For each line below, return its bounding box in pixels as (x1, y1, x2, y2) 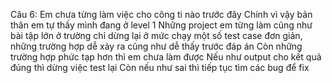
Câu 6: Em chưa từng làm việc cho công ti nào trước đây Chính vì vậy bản (10, 9, 313, 20)
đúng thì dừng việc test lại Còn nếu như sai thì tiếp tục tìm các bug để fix (10, 62, 310, 73)
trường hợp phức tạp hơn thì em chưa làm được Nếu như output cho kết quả (10, 51, 322, 63)
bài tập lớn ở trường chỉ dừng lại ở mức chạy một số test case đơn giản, (10, 30, 303, 41)
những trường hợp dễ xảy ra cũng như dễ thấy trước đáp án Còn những (10, 40, 303, 52)
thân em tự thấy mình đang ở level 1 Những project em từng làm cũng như (10, 19, 313, 31)
